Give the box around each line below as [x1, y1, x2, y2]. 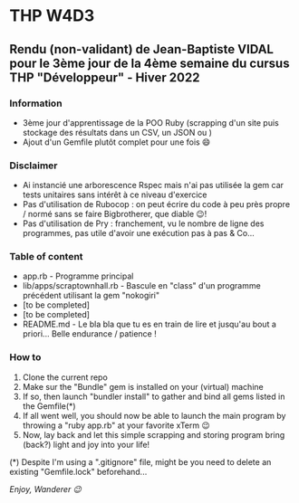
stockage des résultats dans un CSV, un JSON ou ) [22, 127, 213, 138]
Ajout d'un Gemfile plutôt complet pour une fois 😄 [22, 137, 211, 147]
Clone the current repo [22, 372, 109, 383]
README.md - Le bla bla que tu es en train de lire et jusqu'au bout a [22, 318, 276, 330]
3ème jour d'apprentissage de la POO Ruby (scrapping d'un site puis [22, 117, 279, 128]
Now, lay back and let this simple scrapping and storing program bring [22, 429, 285, 440]
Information [9, 97, 63, 109]
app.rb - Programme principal [22, 270, 134, 281]
